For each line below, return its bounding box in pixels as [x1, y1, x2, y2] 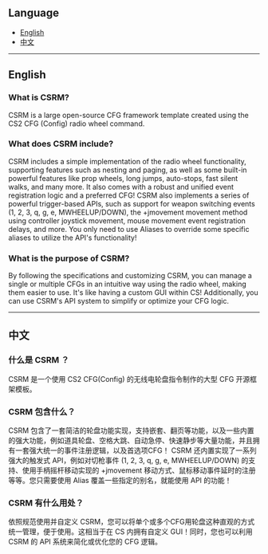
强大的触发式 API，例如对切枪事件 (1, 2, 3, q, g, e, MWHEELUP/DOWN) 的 [8, 456, 249, 466]
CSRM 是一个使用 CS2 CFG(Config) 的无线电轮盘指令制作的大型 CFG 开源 [8, 374, 250, 383]
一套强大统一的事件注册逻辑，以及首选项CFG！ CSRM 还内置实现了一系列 [14, 446, 257, 455]
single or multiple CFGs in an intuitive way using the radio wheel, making [8, 279, 247, 289]
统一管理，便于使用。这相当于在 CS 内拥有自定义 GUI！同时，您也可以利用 [8, 527, 253, 536]
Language [8, 6, 60, 20]
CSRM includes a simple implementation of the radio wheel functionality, [8, 156, 247, 166]
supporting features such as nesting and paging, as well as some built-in [8, 165, 247, 175]
